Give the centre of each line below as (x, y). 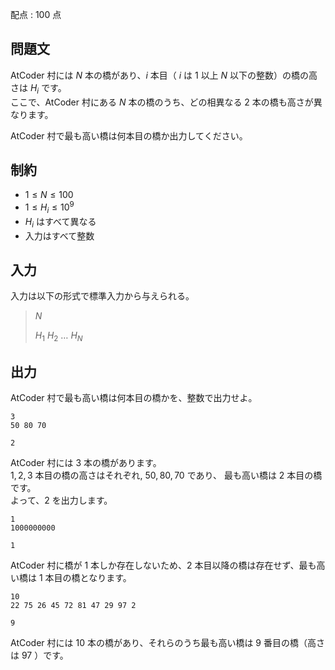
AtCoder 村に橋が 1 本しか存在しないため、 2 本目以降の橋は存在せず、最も (163, 565)
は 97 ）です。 (39, 655)
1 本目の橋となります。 (85, 578)
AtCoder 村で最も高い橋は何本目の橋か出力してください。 (129, 135)
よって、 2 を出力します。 (61, 500)
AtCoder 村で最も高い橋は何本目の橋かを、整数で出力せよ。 (134, 398)
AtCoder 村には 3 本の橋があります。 (86, 463)
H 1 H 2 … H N (58, 336)
